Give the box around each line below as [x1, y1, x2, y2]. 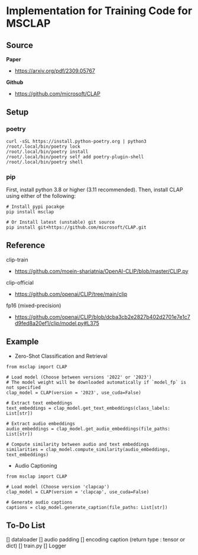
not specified [6, 384, 41, 390]
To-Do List [6, 521, 46, 530]
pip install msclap [6, 208, 54, 215]
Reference [6, 240, 46, 250]
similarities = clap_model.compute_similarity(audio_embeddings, [6, 446, 170, 452]
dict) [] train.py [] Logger [6, 542, 67, 550]
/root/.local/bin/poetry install [6, 149, 89, 155]
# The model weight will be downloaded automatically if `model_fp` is [6, 379, 186, 385]
